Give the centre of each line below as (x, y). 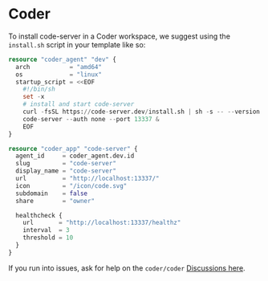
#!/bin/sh (39, 89)
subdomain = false (52, 193)
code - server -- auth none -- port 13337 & (91, 119)
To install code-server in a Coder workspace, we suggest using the (120, 36)
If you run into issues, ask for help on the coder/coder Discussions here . (127, 268)
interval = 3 (46, 230)
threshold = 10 (48, 238)
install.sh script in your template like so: (77, 44)
